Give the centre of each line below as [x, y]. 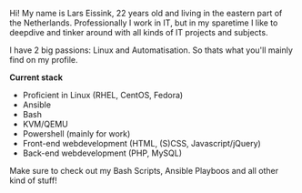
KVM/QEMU [45, 124]
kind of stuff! [33, 180]
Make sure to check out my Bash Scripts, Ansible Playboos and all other [144, 171]
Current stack [36, 77]
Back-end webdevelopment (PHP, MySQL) [102, 153]
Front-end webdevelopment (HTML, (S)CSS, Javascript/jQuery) [141, 143]
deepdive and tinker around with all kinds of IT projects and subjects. [139, 32]
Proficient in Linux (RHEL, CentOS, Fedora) [103, 95]
